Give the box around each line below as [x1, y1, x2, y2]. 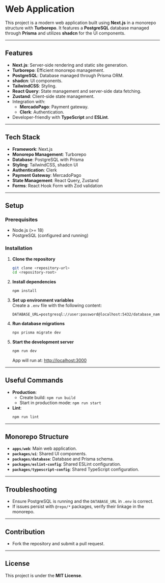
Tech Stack [5, 133, 40, 141]
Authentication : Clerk [12, 167, 57, 173]
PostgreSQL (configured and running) [12, 232, 89, 239]
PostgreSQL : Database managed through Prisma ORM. [12, 72, 124, 78]
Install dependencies [12, 279, 56, 285]
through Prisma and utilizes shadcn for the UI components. [5, 30, 126, 36]
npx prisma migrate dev [12, 330, 61, 335]
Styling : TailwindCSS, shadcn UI [12, 162, 78, 167]
